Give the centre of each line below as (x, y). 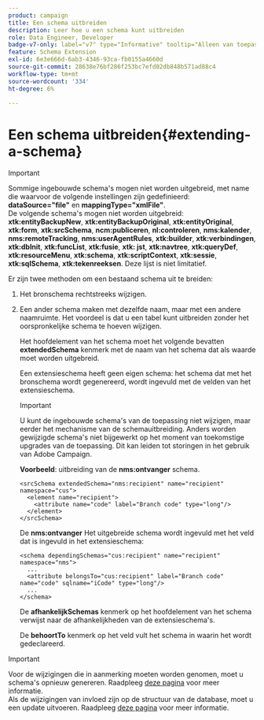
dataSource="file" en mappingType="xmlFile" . (87, 205)
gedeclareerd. (42, 644)
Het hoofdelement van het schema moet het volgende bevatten (122, 341)
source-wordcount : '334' (49, 81)
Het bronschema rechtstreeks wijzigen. (83, 294)
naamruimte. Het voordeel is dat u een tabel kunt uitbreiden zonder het (134, 318)
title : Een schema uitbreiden (58, 23)
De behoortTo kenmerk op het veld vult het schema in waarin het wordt (136, 636)
